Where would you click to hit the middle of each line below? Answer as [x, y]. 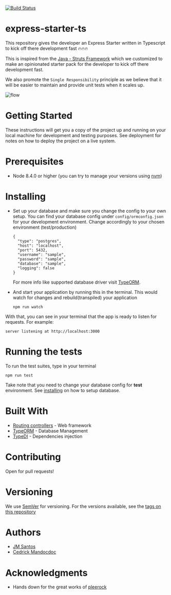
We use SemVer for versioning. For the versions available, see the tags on [83, 506]
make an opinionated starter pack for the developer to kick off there [77, 64]
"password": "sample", [42, 259]
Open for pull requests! [30, 471]
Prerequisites [35, 162]
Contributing [33, 457]
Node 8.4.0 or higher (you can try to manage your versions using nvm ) [87, 176]
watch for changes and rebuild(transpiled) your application [75, 297]
